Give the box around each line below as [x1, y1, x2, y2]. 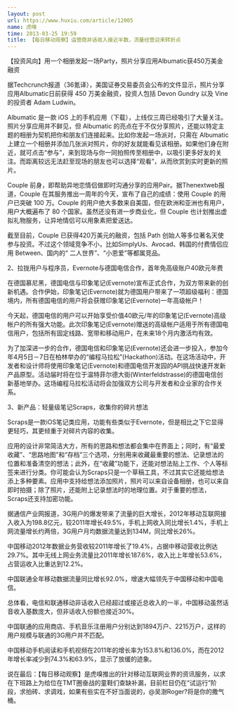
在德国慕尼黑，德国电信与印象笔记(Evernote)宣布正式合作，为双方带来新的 [7, 279, 223, 288]
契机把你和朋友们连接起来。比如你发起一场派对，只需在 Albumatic [37, 131, 229, 140]
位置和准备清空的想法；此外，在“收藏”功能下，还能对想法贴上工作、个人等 [7, 459, 223, 468]
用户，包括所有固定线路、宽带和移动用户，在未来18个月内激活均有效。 [13, 329, 217, 338]
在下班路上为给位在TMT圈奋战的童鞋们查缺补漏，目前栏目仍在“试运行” [7, 679, 211, 687]
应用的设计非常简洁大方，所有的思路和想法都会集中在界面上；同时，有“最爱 [7, 442, 226, 450]
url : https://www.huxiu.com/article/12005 [7, 17, 133, 24]
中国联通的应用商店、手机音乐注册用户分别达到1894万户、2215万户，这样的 [7, 622, 226, 631]
